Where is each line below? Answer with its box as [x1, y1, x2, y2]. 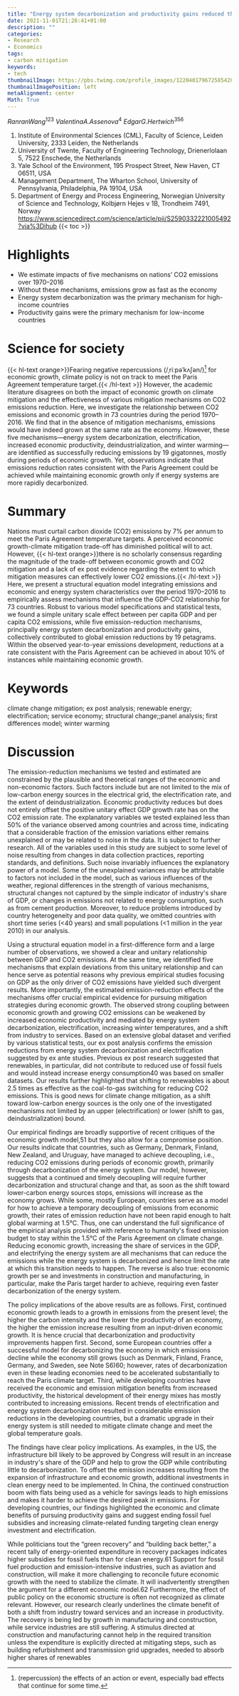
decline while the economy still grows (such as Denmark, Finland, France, [7, 1354, 223, 1361]
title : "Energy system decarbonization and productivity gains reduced [7, 10, 224, 18]
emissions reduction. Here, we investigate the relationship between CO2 [7, 403, 219, 411]
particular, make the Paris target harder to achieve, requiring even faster [7, 1279, 219, 1287]
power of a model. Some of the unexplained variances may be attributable [7, 866, 225, 874]
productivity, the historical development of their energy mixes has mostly [7, 1391, 221, 1399]
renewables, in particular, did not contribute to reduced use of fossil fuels [7, 1061, 223, 1070]
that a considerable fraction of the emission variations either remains [7, 828, 209, 836]
